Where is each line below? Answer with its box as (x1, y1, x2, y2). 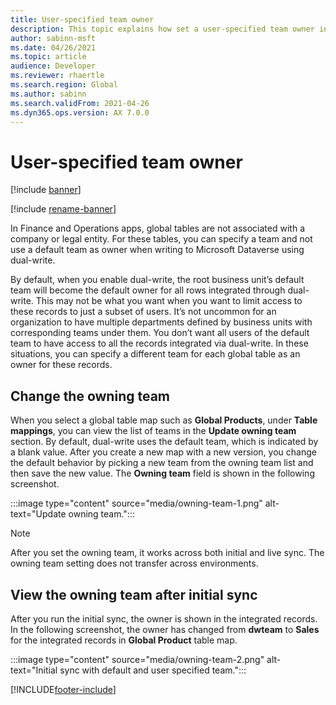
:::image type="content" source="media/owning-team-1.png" (10, 497, 263, 510)
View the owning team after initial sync (10, 586, 258, 603)
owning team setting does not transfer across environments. (10, 557, 259, 570)
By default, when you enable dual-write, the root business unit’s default (10, 274, 305, 286)
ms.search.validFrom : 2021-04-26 (10, 98, 150, 108)
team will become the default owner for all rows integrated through (10, 284, 286, 296)
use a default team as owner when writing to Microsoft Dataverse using (10, 244, 305, 256)
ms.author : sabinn (10, 89, 87, 99)
